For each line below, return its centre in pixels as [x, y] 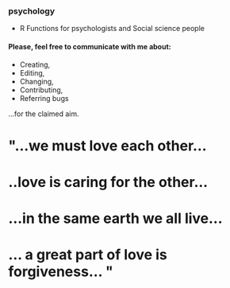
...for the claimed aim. [44, 114]
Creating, [35, 64]
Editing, [32, 72]
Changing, [36, 81]
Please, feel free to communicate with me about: [90, 46]
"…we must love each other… [108, 146]
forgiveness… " [61, 272]
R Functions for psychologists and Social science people [112, 29]
